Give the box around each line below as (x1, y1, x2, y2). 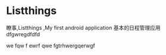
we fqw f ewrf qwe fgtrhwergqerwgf (6, 42, 95, 49)
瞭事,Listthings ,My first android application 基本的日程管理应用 (6, 24, 161, 31)
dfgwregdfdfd (6, 30, 40, 37)
